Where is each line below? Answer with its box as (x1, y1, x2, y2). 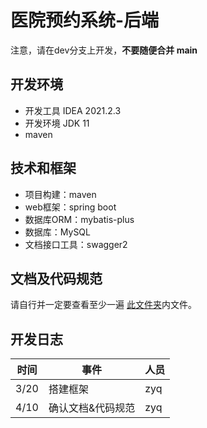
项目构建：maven (24, 188, 97, 200)
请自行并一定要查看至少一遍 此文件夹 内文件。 (10, 299, 197, 311)
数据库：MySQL (24, 226, 91, 238)
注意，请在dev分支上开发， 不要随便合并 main (10, 44, 198, 56)
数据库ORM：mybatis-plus (24, 213, 135, 225)
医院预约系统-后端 (10, 9, 160, 32)
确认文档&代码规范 (48, 401, 136, 415)
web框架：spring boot (24, 201, 117, 213)
